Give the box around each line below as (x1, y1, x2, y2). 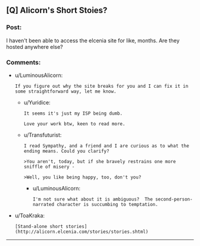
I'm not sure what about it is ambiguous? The (32, 196, 153, 202)
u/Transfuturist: (23, 131, 62, 139)
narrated (32, 201, 55, 207)
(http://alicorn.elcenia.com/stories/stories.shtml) (14, 229, 149, 235)
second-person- (155, 196, 193, 202)
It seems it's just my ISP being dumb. (23, 110, 123, 116)
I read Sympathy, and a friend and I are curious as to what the (23, 143, 189, 149)
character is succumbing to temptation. (56, 201, 158, 207)
